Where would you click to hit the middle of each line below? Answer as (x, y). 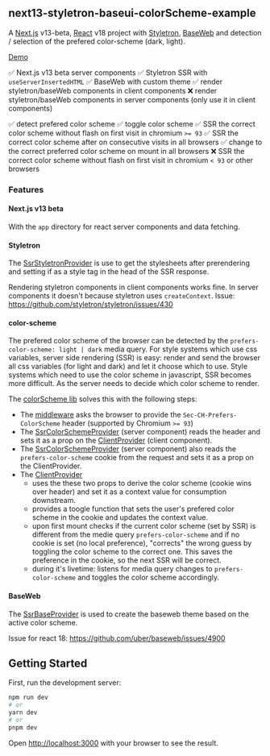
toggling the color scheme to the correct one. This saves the (133, 552)
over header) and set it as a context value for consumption (129, 492)
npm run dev (28, 698)
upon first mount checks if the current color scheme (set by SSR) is (144, 526)
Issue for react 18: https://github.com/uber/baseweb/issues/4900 (117, 638)
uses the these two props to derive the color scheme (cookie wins (142, 484)
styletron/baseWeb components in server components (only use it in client (132, 99)
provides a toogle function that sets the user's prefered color (133, 509)
